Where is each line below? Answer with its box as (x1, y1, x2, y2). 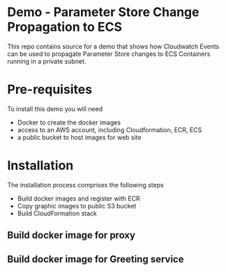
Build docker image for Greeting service (7, 253, 184, 265)
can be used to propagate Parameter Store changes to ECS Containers (7, 50, 211, 58)
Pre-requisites (7, 82, 93, 98)
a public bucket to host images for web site (17, 133, 142, 141)
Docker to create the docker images (17, 118, 121, 127)
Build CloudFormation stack (17, 209, 98, 217)
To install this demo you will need (7, 104, 103, 113)
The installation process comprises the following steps (7, 180, 164, 189)
